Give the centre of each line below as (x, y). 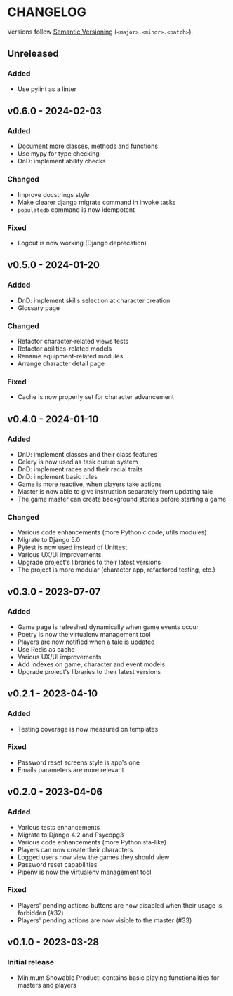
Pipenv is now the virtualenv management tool (84, 872)
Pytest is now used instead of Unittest (72, 547)
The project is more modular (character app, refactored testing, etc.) (116, 570)
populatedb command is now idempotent (76, 209)
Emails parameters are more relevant (71, 769)
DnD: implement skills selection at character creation (94, 300)
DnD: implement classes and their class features (87, 454)
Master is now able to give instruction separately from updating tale (115, 491)
